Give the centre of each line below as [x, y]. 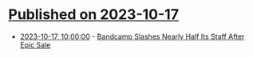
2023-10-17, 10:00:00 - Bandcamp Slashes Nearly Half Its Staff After [132, 36]
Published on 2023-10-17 [94, 15]
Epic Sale [35, 44]
